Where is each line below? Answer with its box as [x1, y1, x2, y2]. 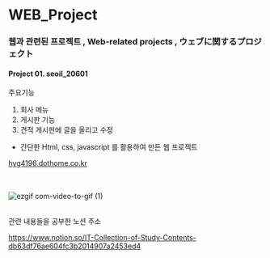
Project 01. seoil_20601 [8, 69, 88, 78]
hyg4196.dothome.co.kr [8, 159, 87, 168]
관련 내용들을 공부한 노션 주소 [8, 217, 102, 226]
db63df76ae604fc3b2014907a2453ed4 [8, 241, 141, 252]
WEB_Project [8, 6, 98, 24]
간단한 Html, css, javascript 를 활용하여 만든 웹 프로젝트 [19, 142, 198, 152]
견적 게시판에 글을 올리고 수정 [19, 125, 113, 135]
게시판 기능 [19, 115, 56, 125]
